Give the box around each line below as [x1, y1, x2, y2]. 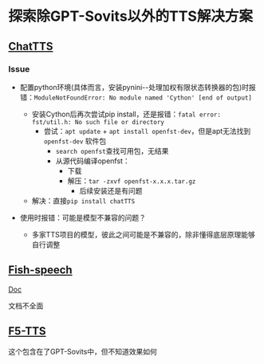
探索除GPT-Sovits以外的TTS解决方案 [8, 7, 254, 25]
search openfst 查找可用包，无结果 [55, 146, 169, 155]
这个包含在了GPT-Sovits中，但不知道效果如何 [8, 346, 158, 356]
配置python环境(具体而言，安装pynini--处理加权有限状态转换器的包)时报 [19, 82, 257, 92]
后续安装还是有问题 [79, 186, 143, 195]
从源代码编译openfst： [55, 156, 130, 166]
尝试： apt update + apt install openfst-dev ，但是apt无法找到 [43, 126, 251, 135]
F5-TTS [8, 324, 46, 339]
